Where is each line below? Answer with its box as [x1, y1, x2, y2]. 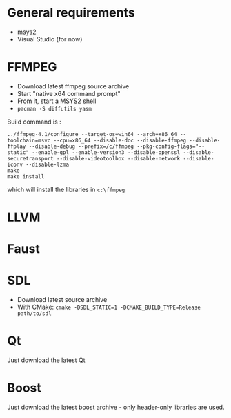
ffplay [7, 143, 26, 150]
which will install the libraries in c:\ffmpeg [7, 185, 125, 193]
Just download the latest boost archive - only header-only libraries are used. [7, 403, 225, 412]
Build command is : [7, 117, 62, 126]
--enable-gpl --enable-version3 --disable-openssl [32, 149, 181, 156]
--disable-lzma [25, 161, 70, 168]
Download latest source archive [17, 296, 108, 304]
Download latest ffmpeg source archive [17, 82, 130, 91]
